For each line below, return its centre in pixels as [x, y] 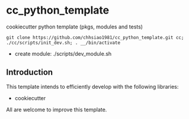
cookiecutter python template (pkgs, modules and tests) [75, 27]
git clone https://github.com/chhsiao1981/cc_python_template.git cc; [95, 37]
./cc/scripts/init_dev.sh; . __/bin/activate [63, 43]
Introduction [30, 73]
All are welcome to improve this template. [57, 110]
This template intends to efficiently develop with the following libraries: [92, 86]
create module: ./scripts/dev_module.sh [63, 53]
